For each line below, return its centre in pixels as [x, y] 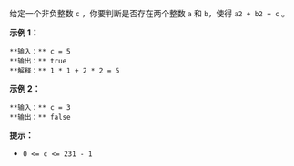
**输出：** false [40, 117]
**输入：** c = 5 [40, 52]
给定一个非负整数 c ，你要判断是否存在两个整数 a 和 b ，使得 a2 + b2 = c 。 [149, 13]
